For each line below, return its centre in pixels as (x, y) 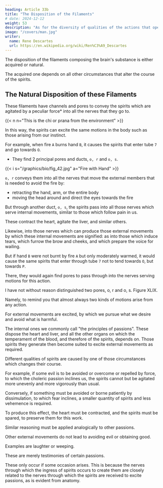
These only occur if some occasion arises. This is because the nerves (75, 465)
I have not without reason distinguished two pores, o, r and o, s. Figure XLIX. (81, 290)
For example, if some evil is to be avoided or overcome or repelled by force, (81, 373)
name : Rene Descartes (31, 41)
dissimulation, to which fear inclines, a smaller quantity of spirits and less (78, 398)
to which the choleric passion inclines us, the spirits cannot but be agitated (80, 379)
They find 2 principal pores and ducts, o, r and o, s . (65, 159)
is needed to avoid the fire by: (35, 183)
